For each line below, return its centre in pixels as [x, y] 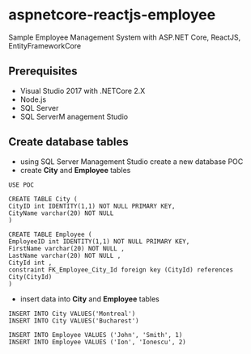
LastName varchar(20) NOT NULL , [65, 255]
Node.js [33, 99]
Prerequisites [43, 72]
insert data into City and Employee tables [90, 299]
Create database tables [68, 142]
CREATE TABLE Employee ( [50, 234]
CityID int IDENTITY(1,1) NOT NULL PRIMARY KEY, [92, 206]
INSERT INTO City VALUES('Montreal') [72, 314]
